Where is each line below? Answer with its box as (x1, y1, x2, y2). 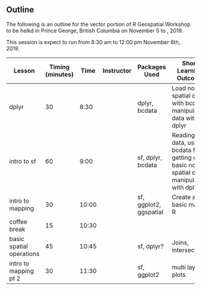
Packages (137, 63, 166, 71)
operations (9, 249, 40, 258)
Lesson (14, 66, 35, 75)
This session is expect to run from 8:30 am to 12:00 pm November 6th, (6, 38, 181, 45)
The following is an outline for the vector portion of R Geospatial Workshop (6, 20, 191, 27)
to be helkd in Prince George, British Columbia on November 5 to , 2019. (6, 27, 184, 34)
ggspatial (137, 208, 163, 216)
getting (171, 153, 192, 162)
